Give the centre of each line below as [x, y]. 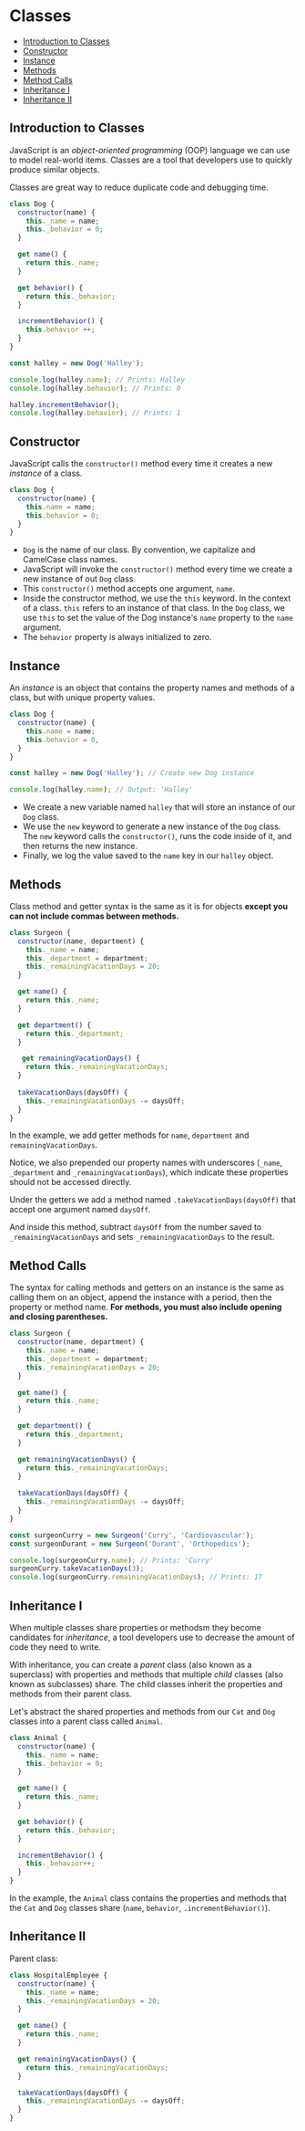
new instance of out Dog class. [79, 579]
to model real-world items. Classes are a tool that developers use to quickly [151, 160]
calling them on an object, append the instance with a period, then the [141, 1297]
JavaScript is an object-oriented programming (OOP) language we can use [150, 150]
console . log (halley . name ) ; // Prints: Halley [97, 380]
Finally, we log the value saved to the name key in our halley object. [148, 856]
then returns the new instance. [80, 846]
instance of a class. [46, 473]
